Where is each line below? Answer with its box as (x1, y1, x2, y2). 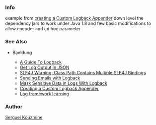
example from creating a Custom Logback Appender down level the (5, 15, 144, 21)
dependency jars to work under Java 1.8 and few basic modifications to (5, 20, 152, 26)
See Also (5, 38, 27, 45)
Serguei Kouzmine (5, 114, 43, 120)
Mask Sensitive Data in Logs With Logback (19, 80, 108, 86)
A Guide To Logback (19, 59, 62, 65)
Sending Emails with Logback (19, 75, 80, 81)
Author (5, 103, 23, 110)
